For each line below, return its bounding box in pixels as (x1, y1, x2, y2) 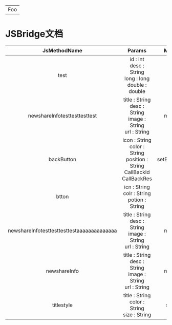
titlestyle (52, 301, 73, 309)
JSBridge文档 (5, 28, 63, 40)
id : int (130, 55, 144, 63)
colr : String (123, 189, 151, 197)
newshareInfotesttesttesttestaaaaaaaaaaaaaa (8, 227, 117, 234)
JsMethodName (42, 47, 83, 54)
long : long (124, 74, 150, 82)
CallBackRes (122, 175, 153, 182)
